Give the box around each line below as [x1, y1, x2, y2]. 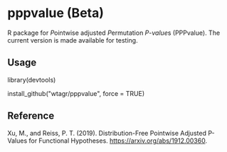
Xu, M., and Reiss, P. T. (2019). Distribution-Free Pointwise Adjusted [7, 129, 206, 137]
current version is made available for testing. [7, 36, 138, 44]
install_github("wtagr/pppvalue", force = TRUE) [7, 89, 144, 97]
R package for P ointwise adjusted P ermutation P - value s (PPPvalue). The [7, 28, 221, 37]
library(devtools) [7, 75, 56, 84]
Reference [7, 110, 55, 122]
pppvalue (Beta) [7, 5, 105, 21]
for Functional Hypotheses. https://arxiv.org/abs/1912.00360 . [28, 136, 208, 145]
